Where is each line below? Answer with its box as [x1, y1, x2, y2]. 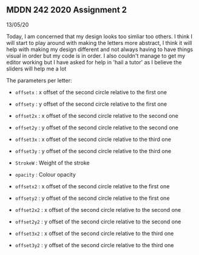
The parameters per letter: [6, 76, 72, 84]
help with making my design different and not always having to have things [6, 46, 193, 53]
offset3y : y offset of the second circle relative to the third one [15, 147, 172, 154]
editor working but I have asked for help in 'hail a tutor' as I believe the [6, 58, 182, 66]
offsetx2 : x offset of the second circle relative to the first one [15, 182, 170, 190]
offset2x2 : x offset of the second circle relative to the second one [15, 206, 181, 213]
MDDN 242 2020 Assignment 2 [6, 5, 127, 15]
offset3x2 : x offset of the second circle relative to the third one [15, 229, 174, 237]
